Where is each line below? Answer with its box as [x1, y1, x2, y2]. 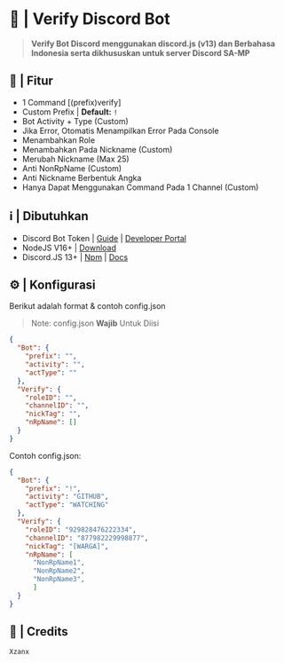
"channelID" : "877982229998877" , [25, 533, 149, 542]
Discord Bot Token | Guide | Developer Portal [21, 233, 186, 243]
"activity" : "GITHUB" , [25, 493, 109, 501]
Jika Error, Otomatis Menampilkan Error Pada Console [21, 125, 219, 136]
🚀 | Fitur [9, 74, 53, 89]
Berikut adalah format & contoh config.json [9, 301, 166, 312]
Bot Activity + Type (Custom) [21, 115, 129, 126]
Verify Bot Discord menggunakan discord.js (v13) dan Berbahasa [30, 38, 276, 49]
